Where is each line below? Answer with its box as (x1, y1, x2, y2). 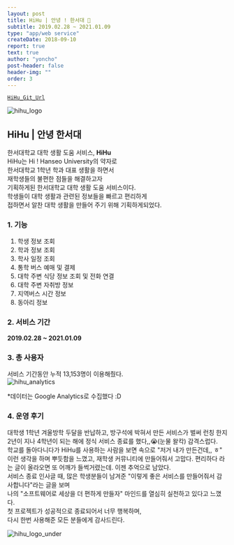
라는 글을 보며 (32, 481, 71, 489)
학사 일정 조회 (17, 254, 55, 263)
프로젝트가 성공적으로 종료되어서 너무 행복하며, (14, 507, 142, 516)
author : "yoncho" (7, 56, 58, 63)
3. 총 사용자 (7, 352, 44, 362)
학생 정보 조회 (17, 237, 55, 245)
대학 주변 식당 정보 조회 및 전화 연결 (17, 272, 115, 280)
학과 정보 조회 (17, 246, 55, 254)
